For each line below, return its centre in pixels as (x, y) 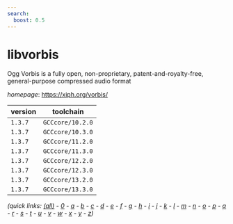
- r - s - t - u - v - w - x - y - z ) (50, 214)
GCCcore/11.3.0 (68, 151)
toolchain (68, 112)
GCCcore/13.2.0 (68, 180)
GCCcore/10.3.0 (68, 132)
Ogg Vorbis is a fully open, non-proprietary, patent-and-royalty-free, (105, 74)
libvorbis (33, 55)
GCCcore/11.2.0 (68, 142)
